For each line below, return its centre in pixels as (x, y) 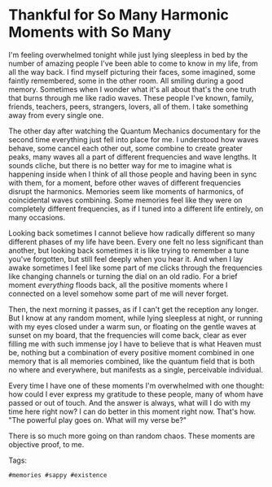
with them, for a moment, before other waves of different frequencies (125, 183)
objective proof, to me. (46, 444)
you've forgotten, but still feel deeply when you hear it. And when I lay (126, 259)
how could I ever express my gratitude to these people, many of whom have (136, 394)
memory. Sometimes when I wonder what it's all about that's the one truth (132, 89)
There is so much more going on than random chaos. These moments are (132, 436)
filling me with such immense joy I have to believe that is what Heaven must (135, 344)
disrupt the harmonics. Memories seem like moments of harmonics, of (126, 191)
